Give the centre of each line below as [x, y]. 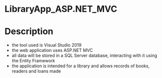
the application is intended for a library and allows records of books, [81, 66]
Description [29, 32]
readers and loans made [36, 71]
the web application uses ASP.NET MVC [52, 51]
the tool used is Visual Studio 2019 [47, 45]
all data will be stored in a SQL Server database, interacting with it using [84, 55]
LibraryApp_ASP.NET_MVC [61, 9]
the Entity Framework [33, 61]
